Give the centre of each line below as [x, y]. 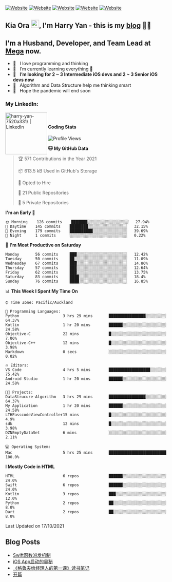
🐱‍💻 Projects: [19, 392]
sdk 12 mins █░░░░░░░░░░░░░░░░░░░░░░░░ [86, 423]
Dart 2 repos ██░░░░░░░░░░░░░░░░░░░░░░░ [86, 512]
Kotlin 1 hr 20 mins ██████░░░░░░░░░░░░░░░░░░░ [86, 325]
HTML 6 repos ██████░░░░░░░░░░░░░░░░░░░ [86, 476]
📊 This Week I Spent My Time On [42, 291]
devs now [23, 80]
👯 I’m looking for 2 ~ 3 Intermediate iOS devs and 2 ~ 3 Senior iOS [85, 74]
